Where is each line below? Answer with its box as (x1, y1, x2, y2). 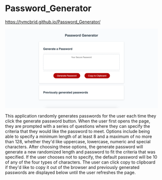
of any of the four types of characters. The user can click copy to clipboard (5, 159, 156, 165)
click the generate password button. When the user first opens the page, (5, 118, 150, 124)
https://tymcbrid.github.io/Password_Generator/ (5, 19, 101, 25)
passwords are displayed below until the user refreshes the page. (5, 170, 136, 176)
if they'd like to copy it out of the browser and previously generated (5, 165, 140, 170)
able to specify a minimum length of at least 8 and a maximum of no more (5, 134, 152, 139)
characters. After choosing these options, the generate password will (5, 144, 143, 150)
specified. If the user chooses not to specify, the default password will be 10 (5, 154, 158, 160)
